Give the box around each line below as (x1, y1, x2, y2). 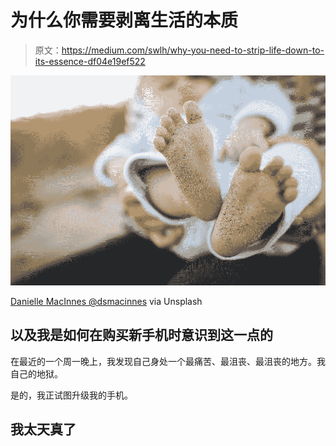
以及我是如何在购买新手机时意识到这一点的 (10, 327, 273, 344)
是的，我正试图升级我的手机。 (10, 389, 133, 401)
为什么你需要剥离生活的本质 (10, 9, 239, 32)
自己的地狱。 (10, 367, 63, 380)
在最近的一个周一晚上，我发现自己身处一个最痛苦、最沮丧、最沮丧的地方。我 (10, 355, 326, 367)
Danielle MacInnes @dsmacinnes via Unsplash (10, 296, 203, 308)
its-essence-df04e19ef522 (34, 55, 146, 67)
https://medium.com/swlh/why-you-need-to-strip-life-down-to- (61, 44, 325, 56)
